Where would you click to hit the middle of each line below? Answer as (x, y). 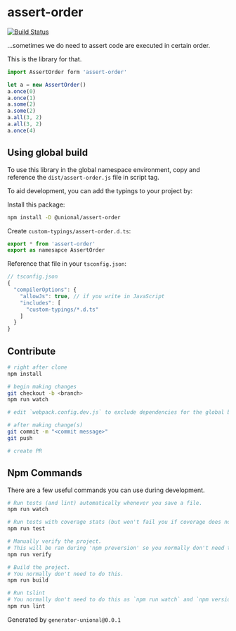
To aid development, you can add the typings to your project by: (100, 190)
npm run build (28, 580)
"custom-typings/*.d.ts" (62, 310)
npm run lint (26, 606)
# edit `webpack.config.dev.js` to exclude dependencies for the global (116, 412)
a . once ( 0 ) (22, 91)
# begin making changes (42, 386)
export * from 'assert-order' (52, 244)
